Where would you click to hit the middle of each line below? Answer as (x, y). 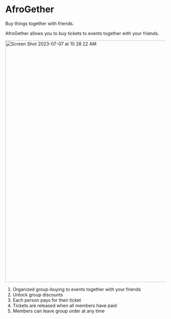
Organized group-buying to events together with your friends (77, 289)
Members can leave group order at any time (59, 311)
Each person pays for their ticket (47, 300)
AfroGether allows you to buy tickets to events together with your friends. (82, 33)
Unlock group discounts (38, 295)
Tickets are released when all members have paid (65, 305)
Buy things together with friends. (40, 23)
